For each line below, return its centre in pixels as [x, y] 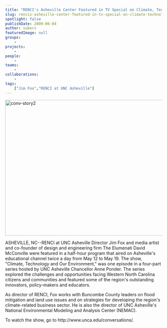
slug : [11, 14]
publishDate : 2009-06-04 [31, 24]
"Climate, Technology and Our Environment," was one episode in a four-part [83, 263]
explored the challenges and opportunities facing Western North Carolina [80, 274]
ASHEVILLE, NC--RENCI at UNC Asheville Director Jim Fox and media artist [82, 243]
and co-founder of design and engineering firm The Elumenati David [75, 248]
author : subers [21, 28]
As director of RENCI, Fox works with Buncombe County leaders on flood [80, 294]
